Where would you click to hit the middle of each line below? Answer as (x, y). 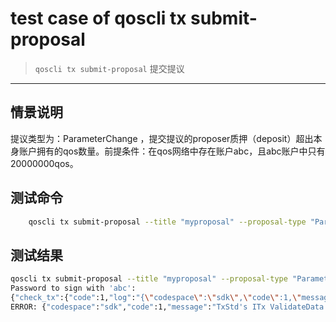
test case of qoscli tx (98, 18)
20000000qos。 (44, 163)
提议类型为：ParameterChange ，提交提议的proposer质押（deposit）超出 (162, 138)
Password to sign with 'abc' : (73, 288)
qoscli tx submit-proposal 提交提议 (109, 68)
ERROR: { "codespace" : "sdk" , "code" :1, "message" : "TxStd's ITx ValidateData (167, 307)
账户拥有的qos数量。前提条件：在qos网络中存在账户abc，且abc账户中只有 (172, 151)
